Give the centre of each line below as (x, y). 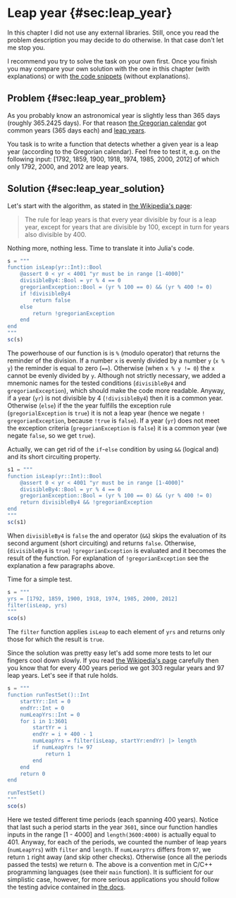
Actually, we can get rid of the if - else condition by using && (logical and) (113, 449)
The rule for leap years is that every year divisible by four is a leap (120, 219)
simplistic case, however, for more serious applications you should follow (113, 879)
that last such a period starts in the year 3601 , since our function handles (113, 827)
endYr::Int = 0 (42, 708)
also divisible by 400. (55, 234)
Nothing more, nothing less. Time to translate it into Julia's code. (101, 248)
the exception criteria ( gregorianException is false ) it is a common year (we (117, 427)
